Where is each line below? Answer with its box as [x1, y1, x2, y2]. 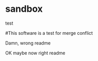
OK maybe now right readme [5, 50, 66, 56]
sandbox [5, 3, 43, 15]
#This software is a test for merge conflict [5, 30, 93, 36]
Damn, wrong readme [5, 39, 51, 46]
